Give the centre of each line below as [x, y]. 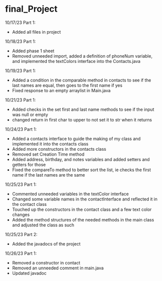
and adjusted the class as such [43, 225]
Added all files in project [36, 32]
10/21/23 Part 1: [20, 100]
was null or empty [30, 114]
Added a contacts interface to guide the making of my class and [76, 139]
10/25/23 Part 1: [21, 184]
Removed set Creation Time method [48, 154]
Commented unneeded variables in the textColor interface [70, 194]
